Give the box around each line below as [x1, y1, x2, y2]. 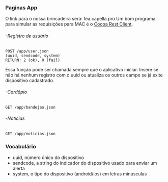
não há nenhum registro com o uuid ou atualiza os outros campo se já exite [5, 72, 163, 78]
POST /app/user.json [5, 48, 49, 54]
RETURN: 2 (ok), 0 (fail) [5, 58, 60, 63]
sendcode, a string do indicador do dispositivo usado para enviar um [12, 160, 157, 166]
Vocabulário [5, 143, 37, 150]
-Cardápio [5, 89, 27, 95]
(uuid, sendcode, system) [5, 53, 60, 58]
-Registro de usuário [5, 33, 48, 39]
